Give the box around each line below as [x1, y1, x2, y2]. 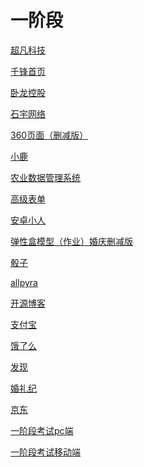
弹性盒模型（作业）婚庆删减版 [10, 235, 133, 247]
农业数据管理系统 [10, 171, 81, 183]
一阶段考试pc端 [10, 424, 74, 436]
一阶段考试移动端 [10, 446, 81, 458]
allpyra [10, 276, 38, 288]
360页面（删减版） [10, 129, 89, 141]
